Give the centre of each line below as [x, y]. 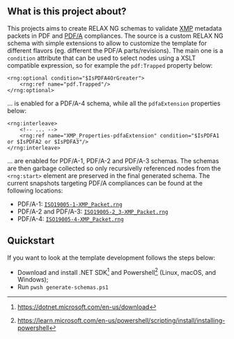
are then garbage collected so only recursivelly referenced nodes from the [114, 168]
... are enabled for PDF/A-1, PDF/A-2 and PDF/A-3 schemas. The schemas [113, 160]
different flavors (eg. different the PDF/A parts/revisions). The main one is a [115, 50]
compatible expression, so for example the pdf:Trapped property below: [110, 65]
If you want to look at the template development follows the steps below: [111, 257]
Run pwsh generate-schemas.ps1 [63, 287]
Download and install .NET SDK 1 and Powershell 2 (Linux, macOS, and [117, 271]
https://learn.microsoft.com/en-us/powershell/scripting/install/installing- [121, 321]
